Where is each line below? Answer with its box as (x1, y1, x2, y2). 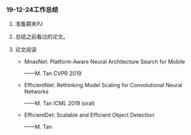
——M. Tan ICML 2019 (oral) (24, 100, 95, 107)
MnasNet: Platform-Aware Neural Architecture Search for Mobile (24, 58, 186, 65)
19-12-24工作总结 (6, 5, 59, 13)
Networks (24, 88, 49, 95)
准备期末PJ (15, 20, 43, 28)
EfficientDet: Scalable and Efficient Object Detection (24, 111, 155, 119)
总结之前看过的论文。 (15, 33, 69, 41)
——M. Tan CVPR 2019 (24, 70, 82, 77)
